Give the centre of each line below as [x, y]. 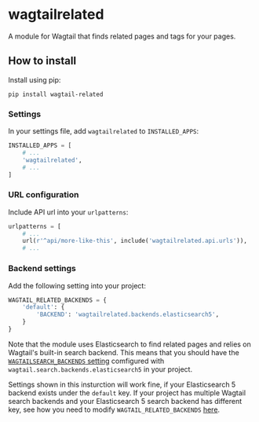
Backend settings [42, 269]
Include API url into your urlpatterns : [68, 212]
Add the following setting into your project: [77, 285]
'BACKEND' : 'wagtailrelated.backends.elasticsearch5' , [128, 315]
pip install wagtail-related [56, 94]
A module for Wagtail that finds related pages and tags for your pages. [122, 36]
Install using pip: [35, 79]
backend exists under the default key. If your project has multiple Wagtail [127, 393]
